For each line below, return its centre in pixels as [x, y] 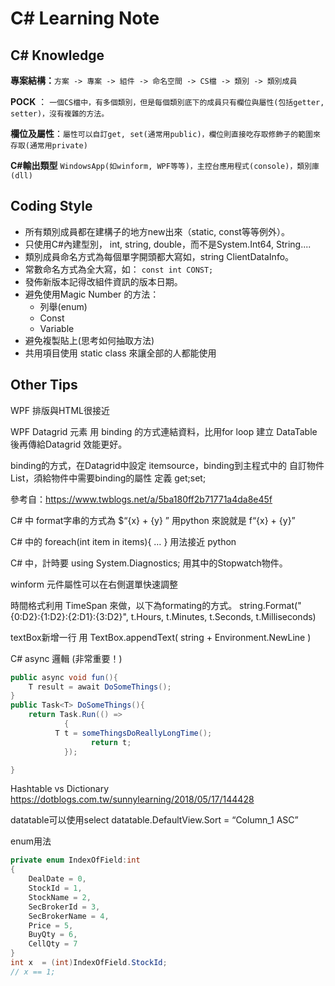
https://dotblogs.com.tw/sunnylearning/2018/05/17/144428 [132, 799]
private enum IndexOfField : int [75, 860]
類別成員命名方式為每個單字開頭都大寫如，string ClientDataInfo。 [159, 256]
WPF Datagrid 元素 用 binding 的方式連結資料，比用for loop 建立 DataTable [164, 431]
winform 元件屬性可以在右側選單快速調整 [94, 584]
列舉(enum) [63, 306]
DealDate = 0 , [57, 879]
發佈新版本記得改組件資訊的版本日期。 [103, 281]
